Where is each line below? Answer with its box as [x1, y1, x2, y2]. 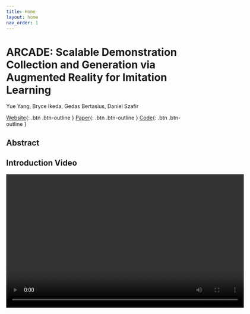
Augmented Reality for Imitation [6, 71, 167, 84]
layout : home [6, 14, 39, 20]
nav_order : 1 [6, 20, 39, 26]
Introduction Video [6, 158, 77, 168]
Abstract [6, 138, 40, 148]
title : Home [6, 8, 36, 15]
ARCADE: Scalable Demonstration [6, 45, 177, 59]
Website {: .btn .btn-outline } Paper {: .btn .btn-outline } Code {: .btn [6, 114, 167, 122]
